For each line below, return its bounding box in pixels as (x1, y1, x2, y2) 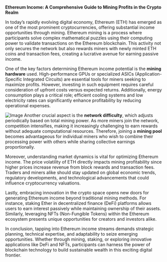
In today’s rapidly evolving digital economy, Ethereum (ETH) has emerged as (5, 19, 162, 25)
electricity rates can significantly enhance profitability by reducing (5, 97, 141, 103)
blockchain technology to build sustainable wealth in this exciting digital (5, 247, 153, 253)
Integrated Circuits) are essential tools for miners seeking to (23, 77, 146, 82)
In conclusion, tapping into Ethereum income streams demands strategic (5, 226, 154, 232)
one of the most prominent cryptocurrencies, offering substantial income (5, 24, 155, 30)
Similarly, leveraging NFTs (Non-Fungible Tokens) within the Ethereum (5, 211, 150, 217)
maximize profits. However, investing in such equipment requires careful (5, 82, 154, 87)
